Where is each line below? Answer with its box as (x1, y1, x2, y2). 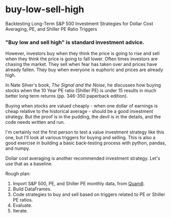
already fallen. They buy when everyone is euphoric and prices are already (5, 67, 163, 73)
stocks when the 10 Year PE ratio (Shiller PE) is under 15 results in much (5, 88, 157, 94)
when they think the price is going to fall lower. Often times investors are (5, 56, 158, 62)
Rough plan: (5, 170, 31, 177)
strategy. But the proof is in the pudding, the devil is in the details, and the (5, 114, 161, 120)
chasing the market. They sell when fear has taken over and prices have (5, 61, 157, 68)
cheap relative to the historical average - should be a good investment (5, 108, 154, 115)
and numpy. (5, 145, 31, 151)
